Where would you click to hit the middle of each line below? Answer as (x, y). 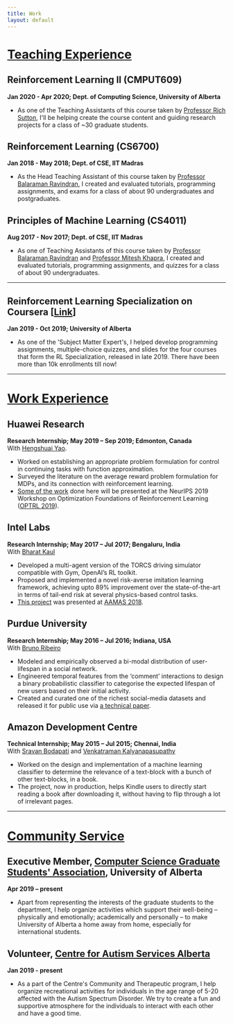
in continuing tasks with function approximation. (86, 469)
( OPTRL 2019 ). (38, 505)
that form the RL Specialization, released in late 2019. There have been (118, 356)
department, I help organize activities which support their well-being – (117, 910)
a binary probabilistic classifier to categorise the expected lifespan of (116, 683)
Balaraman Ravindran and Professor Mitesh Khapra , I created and (111, 258)
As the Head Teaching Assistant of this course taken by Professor (111, 177)
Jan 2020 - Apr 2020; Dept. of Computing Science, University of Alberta (114, 96)
